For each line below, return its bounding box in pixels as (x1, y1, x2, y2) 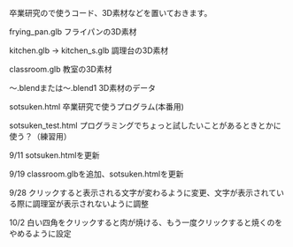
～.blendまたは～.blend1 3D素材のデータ (9, 83, 157, 93)
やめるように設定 (9, 228, 72, 238)
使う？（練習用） (9, 131, 72, 141)
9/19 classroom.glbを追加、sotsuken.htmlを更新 (9, 168, 184, 179)
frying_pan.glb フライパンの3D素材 (9, 26, 137, 37)
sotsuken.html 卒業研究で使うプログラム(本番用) (9, 101, 184, 112)
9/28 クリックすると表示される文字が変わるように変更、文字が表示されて (9, 188, 277, 198)
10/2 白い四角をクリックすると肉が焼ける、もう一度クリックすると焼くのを (9, 217, 283, 228)
